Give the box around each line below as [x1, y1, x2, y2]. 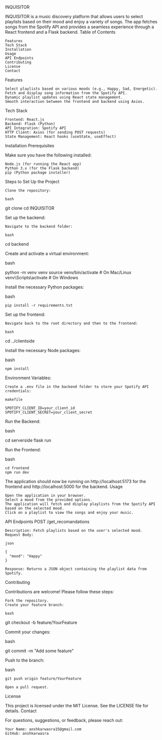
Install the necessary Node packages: [5, 348, 81, 353]
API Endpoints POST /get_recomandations [5, 519, 90, 525]
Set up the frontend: [5, 312, 45, 317]
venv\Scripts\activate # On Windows [5, 275, 79, 280]
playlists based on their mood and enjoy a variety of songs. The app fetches [5, 19, 158, 24]
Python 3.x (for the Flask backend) [5, 166, 79, 171]
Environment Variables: [5, 375, 52, 381]
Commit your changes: [5, 629, 51, 635]
